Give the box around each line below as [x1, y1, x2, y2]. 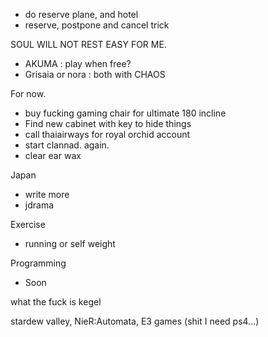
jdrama [24, 199, 55, 211]
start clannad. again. [24, 139, 110, 151]
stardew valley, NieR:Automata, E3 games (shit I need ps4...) [10, 315, 260, 327]
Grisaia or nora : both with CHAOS [24, 69, 166, 80]
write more [24, 189, 70, 200]
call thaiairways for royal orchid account [24, 129, 191, 140]
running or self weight [24, 238, 116, 249]
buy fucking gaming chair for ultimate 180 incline [24, 107, 227, 119]
